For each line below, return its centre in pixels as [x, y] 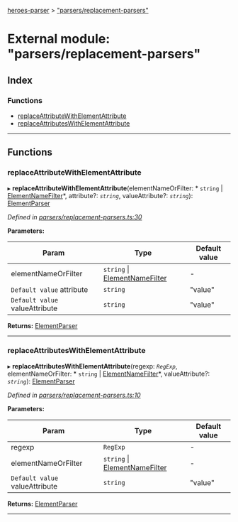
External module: [59, 39]
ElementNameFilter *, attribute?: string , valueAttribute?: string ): [100, 195]
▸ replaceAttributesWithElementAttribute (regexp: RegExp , [92, 366]
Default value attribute [50, 289]
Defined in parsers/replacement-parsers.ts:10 [74, 395]
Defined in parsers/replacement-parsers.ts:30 [75, 217]
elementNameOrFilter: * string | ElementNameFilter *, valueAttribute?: [109, 374]
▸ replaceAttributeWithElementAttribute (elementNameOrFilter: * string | [115, 188]
